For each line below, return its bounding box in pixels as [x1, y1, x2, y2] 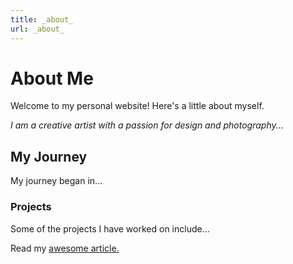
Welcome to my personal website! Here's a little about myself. [10, 100, 265, 112]
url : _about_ [10, 24, 65, 34]
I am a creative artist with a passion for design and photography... [10, 119, 284, 131]
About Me [10, 67, 94, 90]
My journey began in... [10, 175, 103, 187]
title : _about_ [10, 14, 74, 25]
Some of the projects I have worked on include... [10, 222, 210, 235]
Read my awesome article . [10, 242, 120, 254]
